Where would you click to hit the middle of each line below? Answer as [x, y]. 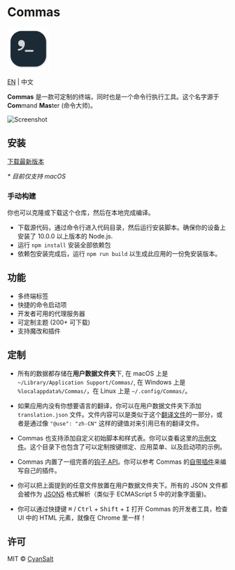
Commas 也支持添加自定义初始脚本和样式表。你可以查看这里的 [108, 438]
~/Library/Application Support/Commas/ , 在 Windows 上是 [101, 382]
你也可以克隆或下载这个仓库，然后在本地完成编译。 [81, 213]
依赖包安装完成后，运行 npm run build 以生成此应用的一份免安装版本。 [119, 254]
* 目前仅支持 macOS [37, 176]
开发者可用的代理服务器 [51, 313]
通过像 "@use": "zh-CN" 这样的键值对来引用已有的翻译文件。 [116, 423]
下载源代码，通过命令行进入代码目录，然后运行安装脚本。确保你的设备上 [121, 227]
